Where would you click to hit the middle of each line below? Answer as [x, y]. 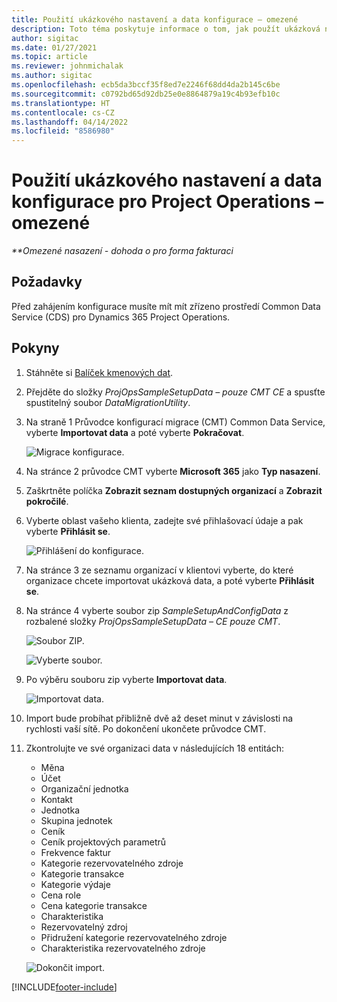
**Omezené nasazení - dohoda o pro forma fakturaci [122, 251]
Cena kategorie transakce [94, 905]
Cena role [61, 895]
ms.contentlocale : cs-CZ [63, 112]
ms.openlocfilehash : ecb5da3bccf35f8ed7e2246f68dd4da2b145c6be [146, 85]
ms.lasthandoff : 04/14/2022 [70, 122]
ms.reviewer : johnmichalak [67, 66]
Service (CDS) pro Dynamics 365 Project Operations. [121, 317]
